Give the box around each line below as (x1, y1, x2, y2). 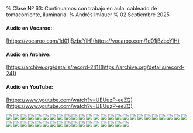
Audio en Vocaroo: (6, 24, 53, 32)
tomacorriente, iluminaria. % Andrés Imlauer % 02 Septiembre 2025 (6, 11, 170, 18)
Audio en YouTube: (6, 83, 54, 90)
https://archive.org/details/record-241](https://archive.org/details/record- (8, 64, 185, 71)
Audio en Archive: (6, 51, 51, 58)
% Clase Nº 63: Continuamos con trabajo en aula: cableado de (6, 5, 157, 12)
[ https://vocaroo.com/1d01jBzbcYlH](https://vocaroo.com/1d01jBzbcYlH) (6, 37, 180, 44)
